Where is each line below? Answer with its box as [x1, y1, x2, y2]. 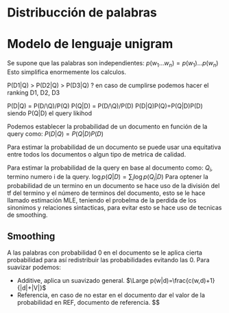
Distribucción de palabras [7, 5, 158, 21]
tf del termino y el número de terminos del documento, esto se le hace [7, 189, 206, 197]
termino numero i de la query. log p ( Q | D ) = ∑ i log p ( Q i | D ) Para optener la [7, 172, 209, 183]
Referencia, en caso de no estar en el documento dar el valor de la [16, 291, 206, 299]
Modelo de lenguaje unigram [7, 36, 173, 52]
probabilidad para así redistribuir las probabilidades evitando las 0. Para [7, 256, 210, 264]
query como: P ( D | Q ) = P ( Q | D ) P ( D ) [7, 129, 104, 138]
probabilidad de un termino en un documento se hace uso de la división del [7, 181, 220, 189]
